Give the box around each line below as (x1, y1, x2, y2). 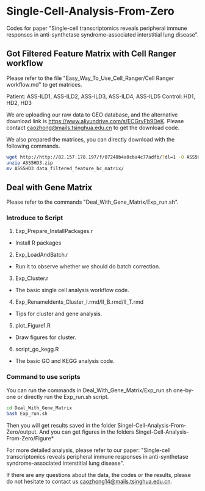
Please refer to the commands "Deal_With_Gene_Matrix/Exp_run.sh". (6, 198, 179, 206)
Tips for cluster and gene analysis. (15, 310, 103, 318)
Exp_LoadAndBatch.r (15, 251, 68, 259)
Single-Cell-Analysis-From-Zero (6, 4, 175, 18)
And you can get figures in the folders (39, 428, 134, 435)
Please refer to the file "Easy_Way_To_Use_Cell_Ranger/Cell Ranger (6, 74, 174, 82)
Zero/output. (6, 428, 38, 435)
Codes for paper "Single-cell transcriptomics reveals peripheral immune (6, 24, 187, 32)
